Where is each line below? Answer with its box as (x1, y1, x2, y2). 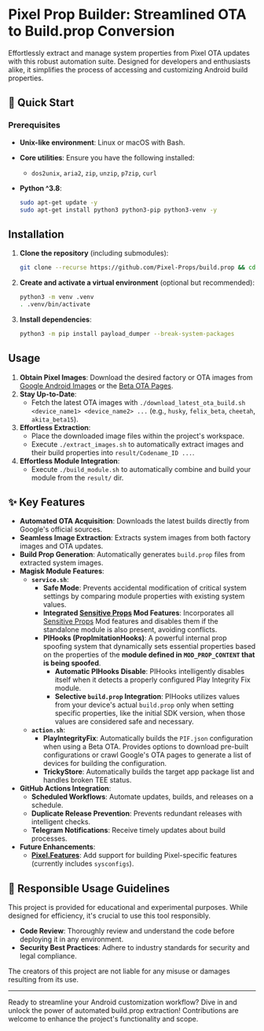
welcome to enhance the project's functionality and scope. (8, 1014, 199, 1024)
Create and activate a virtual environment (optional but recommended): (19, 278, 255, 288)
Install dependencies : (19, 315, 92, 324)
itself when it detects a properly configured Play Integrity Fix (54, 675, 251, 685)
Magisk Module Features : (19, 566, 104, 576)
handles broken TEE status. (42, 775, 132, 785)
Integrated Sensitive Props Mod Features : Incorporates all (42, 608, 234, 618)
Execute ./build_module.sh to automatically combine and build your (31, 464, 251, 473)
